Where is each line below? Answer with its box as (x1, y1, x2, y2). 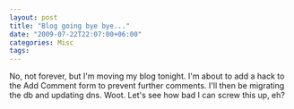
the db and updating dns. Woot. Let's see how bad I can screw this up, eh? (9, 90, 285, 101)
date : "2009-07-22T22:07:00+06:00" (9, 29, 143, 38)
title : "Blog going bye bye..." (9, 21, 130, 30)
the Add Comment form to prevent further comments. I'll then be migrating (9, 80, 285, 91)
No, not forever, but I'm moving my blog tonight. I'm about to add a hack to (9, 71, 285, 81)
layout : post (9, 13, 58, 22)
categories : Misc (9, 38, 74, 47)
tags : (9, 46, 30, 55)
